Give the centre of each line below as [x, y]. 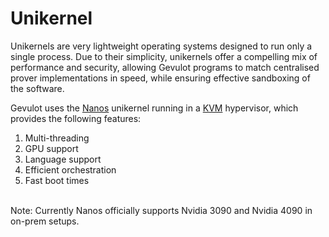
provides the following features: [76, 118]
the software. [37, 88]
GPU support [51, 148]
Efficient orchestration [70, 169]
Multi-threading [57, 138]
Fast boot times [57, 180]
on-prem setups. [45, 221]
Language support [63, 159]
